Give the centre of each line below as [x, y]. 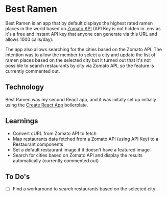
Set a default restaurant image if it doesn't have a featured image [81, 149]
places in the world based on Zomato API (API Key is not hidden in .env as [83, 28]
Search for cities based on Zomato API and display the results [78, 155]
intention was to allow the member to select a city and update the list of [80, 55]
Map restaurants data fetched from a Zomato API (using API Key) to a [86, 139]
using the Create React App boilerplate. [47, 105]
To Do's [18, 176]
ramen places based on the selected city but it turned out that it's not [78, 60]
